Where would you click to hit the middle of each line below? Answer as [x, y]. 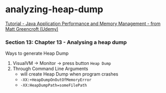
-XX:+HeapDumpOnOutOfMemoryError [56, 80]
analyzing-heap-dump [54, 9]
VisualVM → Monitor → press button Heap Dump [62, 63]
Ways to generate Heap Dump [37, 53]
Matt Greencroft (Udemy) [32, 29]
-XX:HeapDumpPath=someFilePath [54, 85]
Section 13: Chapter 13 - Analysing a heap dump [66, 42]
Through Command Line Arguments [50, 69]
